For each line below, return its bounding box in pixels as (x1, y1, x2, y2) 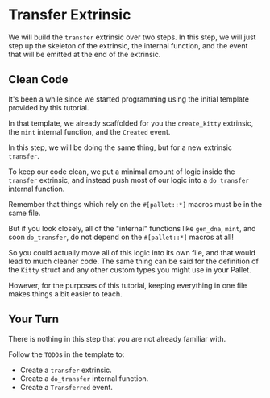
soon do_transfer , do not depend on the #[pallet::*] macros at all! (8, 232, 234, 242)
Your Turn (8, 313, 59, 326)
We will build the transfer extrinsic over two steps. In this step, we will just (8, 32, 256, 42)
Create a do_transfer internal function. (19, 373, 149, 383)
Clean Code (8, 73, 69, 86)
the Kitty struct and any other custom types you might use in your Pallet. (8, 264, 251, 275)
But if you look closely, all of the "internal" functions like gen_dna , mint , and (8, 223, 256, 233)
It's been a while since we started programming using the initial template (8, 94, 250, 104)
